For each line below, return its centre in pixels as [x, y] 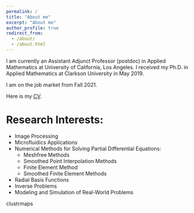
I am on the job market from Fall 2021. [52, 84]
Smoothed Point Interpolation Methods [70, 161]
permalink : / [22, 11]
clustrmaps [20, 204]
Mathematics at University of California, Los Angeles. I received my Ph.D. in [97, 67]
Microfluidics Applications [46, 142]
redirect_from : [25, 33]
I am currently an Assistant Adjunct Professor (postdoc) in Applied [86, 61]
